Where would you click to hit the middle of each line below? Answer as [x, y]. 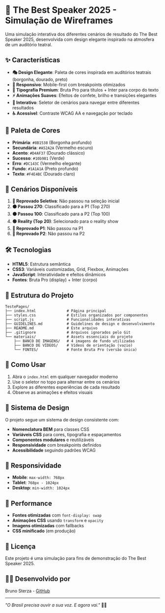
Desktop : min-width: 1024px [41, 488]
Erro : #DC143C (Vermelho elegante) [47, 163]
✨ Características [33, 60]
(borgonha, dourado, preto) [40, 79]
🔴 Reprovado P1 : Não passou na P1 [48, 228]
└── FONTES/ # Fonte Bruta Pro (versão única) [76, 350]
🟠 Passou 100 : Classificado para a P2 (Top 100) [61, 214]
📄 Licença [20, 546]
